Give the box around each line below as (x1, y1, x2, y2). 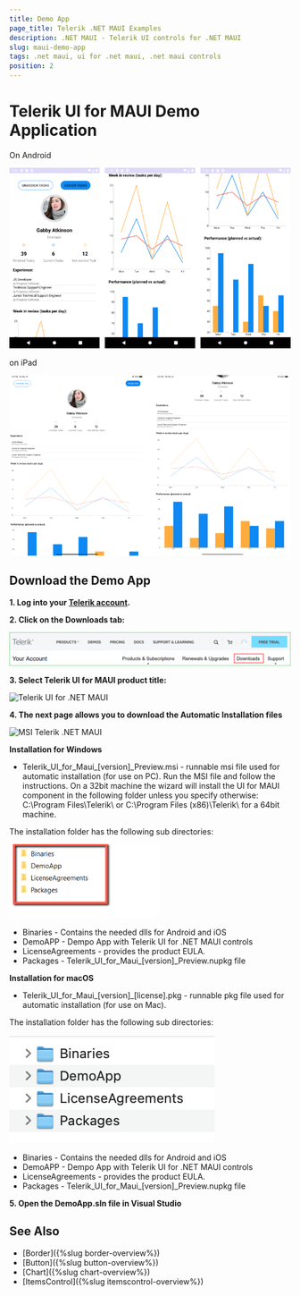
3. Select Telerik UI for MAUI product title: (9, 674, 167, 685)
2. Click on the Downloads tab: (9, 614, 125, 625)
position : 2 (9, 62, 54, 71)
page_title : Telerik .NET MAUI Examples (9, 23, 162, 33)
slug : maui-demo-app (9, 43, 87, 52)
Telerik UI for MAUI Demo (9, 101, 201, 122)
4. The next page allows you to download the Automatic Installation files (9, 709, 283, 720)
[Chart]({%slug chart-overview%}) (21, 1266, 151, 1277)
